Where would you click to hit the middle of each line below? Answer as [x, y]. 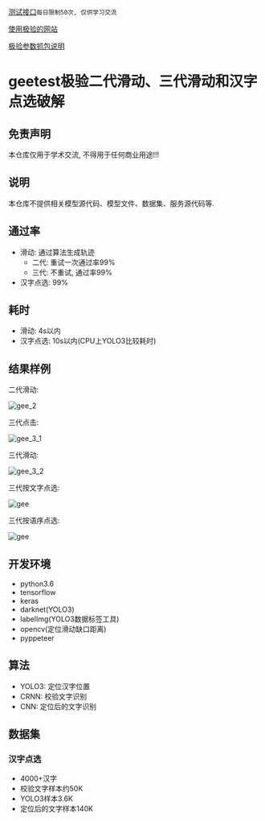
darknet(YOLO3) [47, 609]
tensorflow [38, 592]
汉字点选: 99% [44, 282]
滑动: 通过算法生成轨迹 [57, 252]
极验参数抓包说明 [37, 46]
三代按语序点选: [34, 521]
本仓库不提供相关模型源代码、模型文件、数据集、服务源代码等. [112, 203]
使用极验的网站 [33, 29]
